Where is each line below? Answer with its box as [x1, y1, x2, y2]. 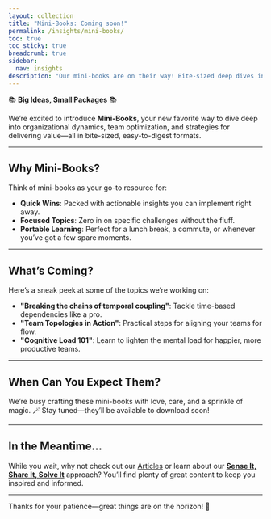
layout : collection [8, 11, 74, 20]
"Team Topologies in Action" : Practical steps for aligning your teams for [19, 319, 262, 328]
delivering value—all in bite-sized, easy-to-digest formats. [8, 130, 202, 140]
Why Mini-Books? [8, 162, 101, 175]
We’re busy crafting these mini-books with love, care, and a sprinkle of [8, 397, 244, 407]
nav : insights [15, 65, 63, 73]
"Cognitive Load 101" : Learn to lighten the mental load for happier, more [19, 335, 261, 345]
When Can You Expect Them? [8, 375, 161, 389]
